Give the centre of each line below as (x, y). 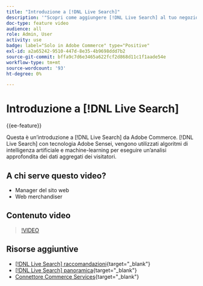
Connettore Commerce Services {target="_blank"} (77, 276)
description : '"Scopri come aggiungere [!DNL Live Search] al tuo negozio (102, 18)
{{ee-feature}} (24, 126)
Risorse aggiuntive (42, 249)
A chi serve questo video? (56, 176)
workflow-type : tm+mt (34, 62)
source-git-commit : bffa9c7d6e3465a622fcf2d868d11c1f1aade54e (86, 57)
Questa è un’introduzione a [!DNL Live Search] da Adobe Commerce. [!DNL (100, 137)
